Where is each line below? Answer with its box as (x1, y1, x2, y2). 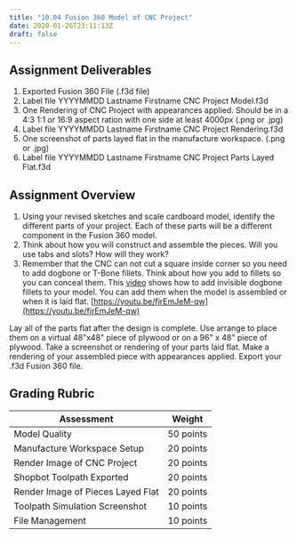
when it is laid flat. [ (21, 296, 94, 307)
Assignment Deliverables (9, 62, 152, 77)
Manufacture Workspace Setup (13, 442, 145, 454)
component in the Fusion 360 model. (21, 230, 157, 240)
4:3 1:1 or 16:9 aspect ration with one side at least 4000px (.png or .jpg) (21, 115, 284, 125)
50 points (167, 428, 208, 440)
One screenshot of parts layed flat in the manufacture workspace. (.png (21, 133, 285, 144)
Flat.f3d (21, 162, 52, 173)
